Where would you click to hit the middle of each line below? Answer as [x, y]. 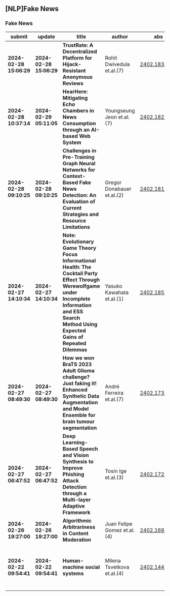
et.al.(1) [114, 299]
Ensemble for [79, 415]
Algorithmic [77, 520]
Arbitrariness [79, 527]
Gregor [113, 182]
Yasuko [114, 286]
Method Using [80, 324]
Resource [74, 220]
